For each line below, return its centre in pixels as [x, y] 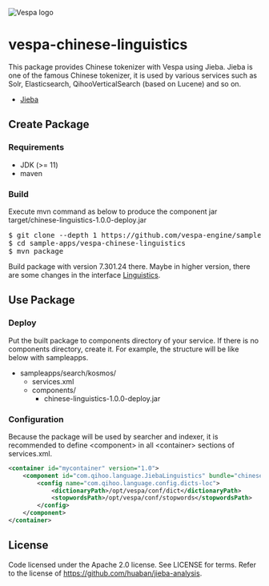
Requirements [36, 147]
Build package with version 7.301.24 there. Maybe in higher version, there [129, 266]
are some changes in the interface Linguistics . [84, 275]
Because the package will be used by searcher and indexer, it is [113, 436]
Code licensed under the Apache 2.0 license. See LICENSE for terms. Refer [132, 564]
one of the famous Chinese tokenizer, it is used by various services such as [133, 75]
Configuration [36, 419]
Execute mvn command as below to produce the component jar [113, 211]
